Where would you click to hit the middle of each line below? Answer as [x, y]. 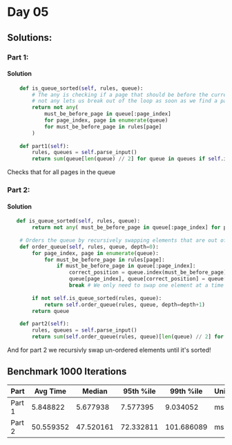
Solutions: [30, 38]
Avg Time [50, 391]
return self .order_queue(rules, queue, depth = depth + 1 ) [125, 305]
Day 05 [28, 12]
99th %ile [186, 391]
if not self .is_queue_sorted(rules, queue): [97, 298]
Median [95, 391]
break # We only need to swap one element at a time [146, 285]
